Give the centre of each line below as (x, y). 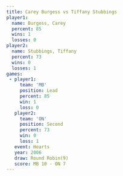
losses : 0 (24, 40)
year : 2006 (28, 152)
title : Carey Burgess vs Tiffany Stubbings (62, 12)
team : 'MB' (33, 85)
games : (14, 74)
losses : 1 (24, 68)
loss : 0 (29, 107)
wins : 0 (21, 62)
